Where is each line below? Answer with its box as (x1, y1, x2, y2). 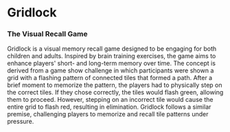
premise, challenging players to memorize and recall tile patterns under (7, 110, 209, 118)
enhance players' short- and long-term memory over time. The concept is (7, 60, 216, 68)
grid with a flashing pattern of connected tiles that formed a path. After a (7, 74, 213, 82)
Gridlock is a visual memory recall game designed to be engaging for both (7, 44, 217, 53)
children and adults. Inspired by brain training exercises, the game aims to (7, 52, 216, 60)
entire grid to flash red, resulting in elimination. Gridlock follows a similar (7, 103, 211, 111)
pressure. (7, 118, 34, 126)
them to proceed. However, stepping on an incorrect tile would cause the (7, 96, 214, 104)
